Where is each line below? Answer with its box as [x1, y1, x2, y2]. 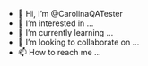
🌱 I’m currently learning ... [17, 28, 114, 37]
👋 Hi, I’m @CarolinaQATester [17, 9, 124, 19]
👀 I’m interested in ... [17, 18, 94, 29]
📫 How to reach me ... [17, 47, 101, 57]
